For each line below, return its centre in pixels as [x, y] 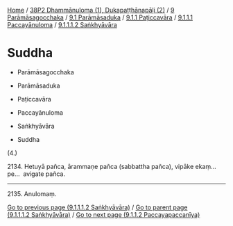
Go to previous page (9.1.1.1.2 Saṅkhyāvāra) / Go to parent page [97, 207]
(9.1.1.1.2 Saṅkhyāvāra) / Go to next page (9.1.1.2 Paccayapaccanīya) [104, 214]
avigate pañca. [44, 174]
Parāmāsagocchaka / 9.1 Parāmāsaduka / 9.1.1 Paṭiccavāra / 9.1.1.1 [100, 17]
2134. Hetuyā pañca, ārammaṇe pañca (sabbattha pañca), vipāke [101, 166]
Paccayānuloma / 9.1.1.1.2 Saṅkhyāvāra [62, 25]
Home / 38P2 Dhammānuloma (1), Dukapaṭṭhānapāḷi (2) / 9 [91, 10]
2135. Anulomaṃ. [32, 193]
